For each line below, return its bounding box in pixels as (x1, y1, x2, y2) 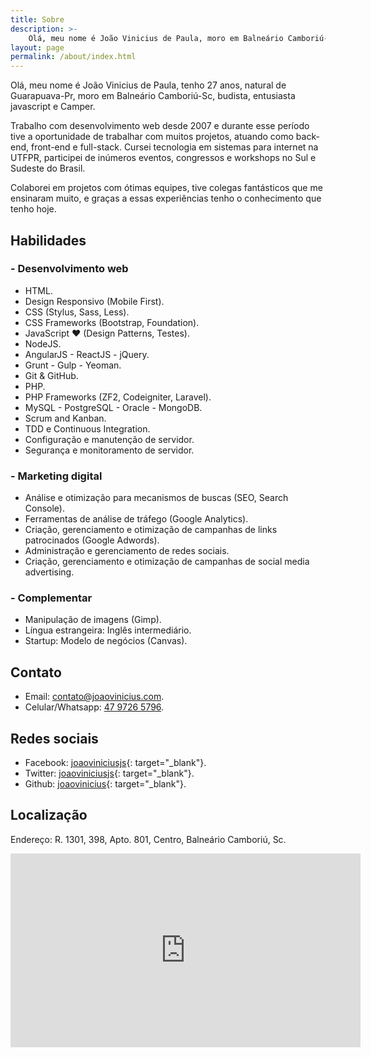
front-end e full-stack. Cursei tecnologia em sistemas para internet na (30, 141, 319, 153)
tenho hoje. (10, 203, 57, 215)
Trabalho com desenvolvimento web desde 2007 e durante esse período (10, 120, 310, 132)
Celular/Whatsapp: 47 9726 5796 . (24, 701, 165, 713)
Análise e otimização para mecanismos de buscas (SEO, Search (24, 492, 289, 504)
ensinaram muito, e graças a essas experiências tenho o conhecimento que (10, 192, 322, 205)
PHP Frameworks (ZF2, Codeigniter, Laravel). (24, 391, 212, 403)
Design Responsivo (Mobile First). (24, 295, 165, 307)
